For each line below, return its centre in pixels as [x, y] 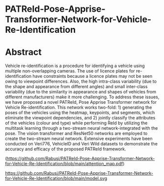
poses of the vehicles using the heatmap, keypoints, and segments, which [80, 113]
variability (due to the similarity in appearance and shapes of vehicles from [81, 92]
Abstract [23, 52]
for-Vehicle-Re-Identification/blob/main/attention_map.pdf [64, 164]
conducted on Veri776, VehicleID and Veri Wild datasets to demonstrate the [82, 144]
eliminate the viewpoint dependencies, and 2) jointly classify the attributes [80, 118]
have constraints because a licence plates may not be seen [93, 76]
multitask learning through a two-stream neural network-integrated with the [82, 128]
